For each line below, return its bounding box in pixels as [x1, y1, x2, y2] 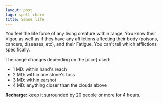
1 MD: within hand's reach [12, 66, 67, 72]
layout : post [5, 7, 33, 13]
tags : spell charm [5, 12, 44, 17]
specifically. [5, 46, 30, 53]
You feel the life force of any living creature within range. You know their [5, 31, 156, 37]
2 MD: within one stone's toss [12, 72, 75, 78]
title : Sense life [5, 17, 44, 22]
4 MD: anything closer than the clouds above [12, 82, 107, 88]
